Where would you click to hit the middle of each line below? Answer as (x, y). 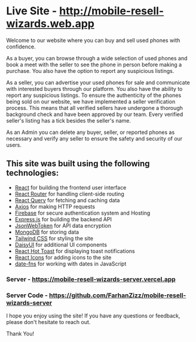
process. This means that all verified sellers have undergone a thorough (95, 108)
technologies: (33, 173)
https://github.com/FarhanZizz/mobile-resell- (117, 295)
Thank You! (20, 334)
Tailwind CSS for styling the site (54, 238)
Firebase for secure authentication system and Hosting (82, 213)
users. (14, 145)
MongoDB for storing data (47, 232)
